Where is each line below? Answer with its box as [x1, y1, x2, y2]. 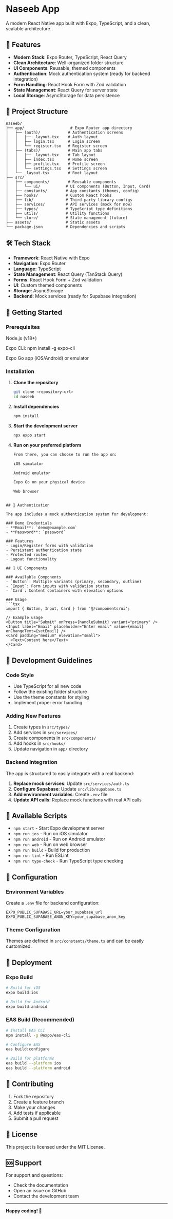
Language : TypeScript [13, 266, 61, 272]
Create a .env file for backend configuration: [6, 900, 100, 906]
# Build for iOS [6, 985, 41, 990]
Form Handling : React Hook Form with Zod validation [13, 81, 126, 87]
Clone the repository [13, 380, 59, 386]
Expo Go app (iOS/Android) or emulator [6, 355, 89, 361]
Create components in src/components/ [13, 735, 97, 741]
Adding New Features [6, 712, 61, 719]
